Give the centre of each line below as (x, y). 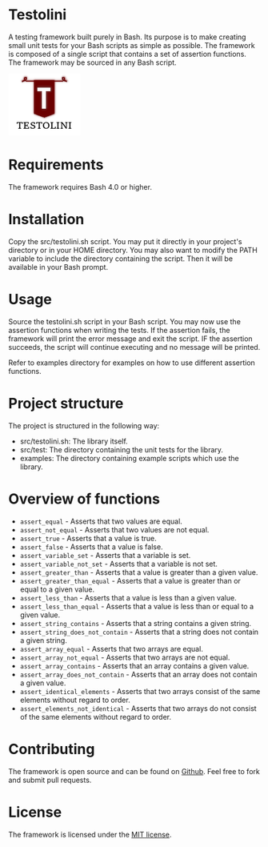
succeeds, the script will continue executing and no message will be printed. (134, 347)
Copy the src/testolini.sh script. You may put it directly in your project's (125, 241)
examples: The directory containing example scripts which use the (129, 458)
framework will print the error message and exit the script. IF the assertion (131, 339)
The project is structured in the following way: (84, 425)
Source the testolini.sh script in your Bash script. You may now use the (125, 321)
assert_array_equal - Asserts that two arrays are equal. (112, 648)
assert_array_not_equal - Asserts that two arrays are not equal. (125, 657)
